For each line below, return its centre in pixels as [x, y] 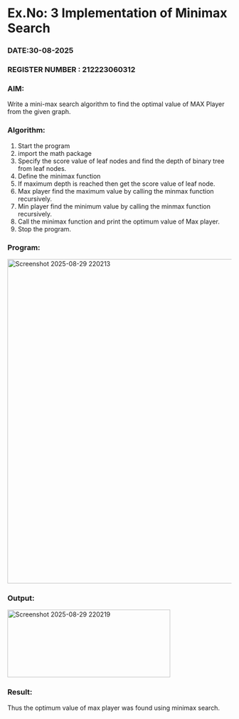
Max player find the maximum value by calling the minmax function [116, 191]
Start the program [44, 146]
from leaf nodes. [42, 168]
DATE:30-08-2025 [41, 51]
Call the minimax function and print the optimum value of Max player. [119, 221]
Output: [21, 598]
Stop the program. [44, 229]
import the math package [55, 153]
